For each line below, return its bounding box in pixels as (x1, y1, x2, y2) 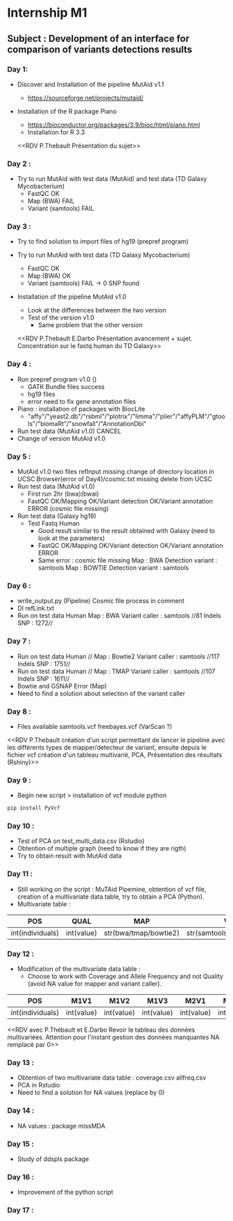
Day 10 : (7, 821, 35, 831)
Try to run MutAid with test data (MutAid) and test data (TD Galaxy (17, 175, 207, 183)
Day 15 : (7, 1139, 35, 1149)
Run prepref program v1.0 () (17, 375, 97, 384)
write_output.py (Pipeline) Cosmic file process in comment (17, 597, 185, 605)
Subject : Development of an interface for (7, 33, 189, 45)
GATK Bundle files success (27, 382, 105, 391)
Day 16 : (7, 1172, 35, 1181)
